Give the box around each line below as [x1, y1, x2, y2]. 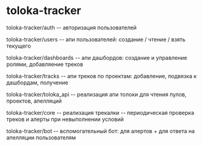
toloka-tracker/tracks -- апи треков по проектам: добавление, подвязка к [6, 72, 197, 79]
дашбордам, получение [6, 79, 68, 86]
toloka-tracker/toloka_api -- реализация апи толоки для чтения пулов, [6, 90, 186, 98]
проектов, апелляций [6, 97, 62, 104]
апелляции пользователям [6, 134, 76, 141]
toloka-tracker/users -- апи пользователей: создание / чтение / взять [6, 35, 186, 43]
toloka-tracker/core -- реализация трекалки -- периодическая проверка [6, 109, 194, 116]
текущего [6, 42, 31, 49]
